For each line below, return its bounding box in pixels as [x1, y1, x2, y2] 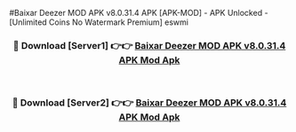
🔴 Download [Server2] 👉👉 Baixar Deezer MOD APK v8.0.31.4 [12, 97, 287, 109]
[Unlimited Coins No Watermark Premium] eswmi [9, 17, 189, 27]
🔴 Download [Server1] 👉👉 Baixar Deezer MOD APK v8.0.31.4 [12, 39, 286, 51]
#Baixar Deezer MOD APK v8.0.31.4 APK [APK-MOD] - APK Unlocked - [9, 8, 268, 18]
